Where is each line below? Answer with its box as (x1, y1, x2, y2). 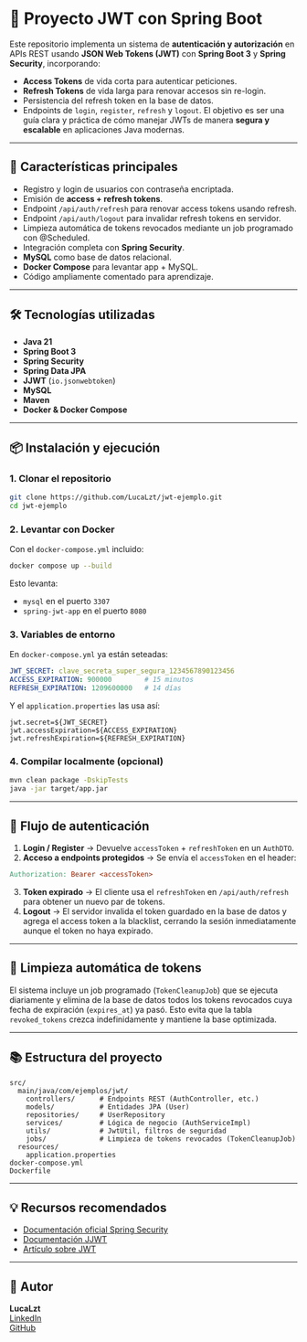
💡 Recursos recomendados (9, 1199, 167, 1215)
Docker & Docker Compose (22, 404, 128, 415)
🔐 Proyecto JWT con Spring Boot (9, 8, 263, 29)
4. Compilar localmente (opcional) (9, 755, 164, 768)
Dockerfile (9, 1166, 51, 1176)
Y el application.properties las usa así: (9, 700, 161, 711)
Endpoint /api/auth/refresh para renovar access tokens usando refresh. (22, 203, 297, 214)
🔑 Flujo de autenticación (9, 818, 150, 834)
